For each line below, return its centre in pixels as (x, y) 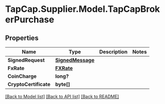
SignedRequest (26, 60)
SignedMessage (75, 60)
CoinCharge (22, 76)
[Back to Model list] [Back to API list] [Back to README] (62, 97)
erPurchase (30, 20)
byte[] (63, 84)
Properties (22, 38)
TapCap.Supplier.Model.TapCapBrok (82, 9)
